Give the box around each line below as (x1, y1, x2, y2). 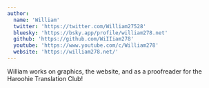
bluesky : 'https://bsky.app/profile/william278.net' (13, 29, 168, 36)
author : (7, 10, 30, 17)
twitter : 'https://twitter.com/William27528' (13, 23, 147, 30)
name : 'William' (13, 16, 60, 23)
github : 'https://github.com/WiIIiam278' (13, 36, 135, 43)
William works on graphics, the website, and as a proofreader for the (7, 67, 202, 76)
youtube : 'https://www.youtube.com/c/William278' (13, 42, 159, 49)
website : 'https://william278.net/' (13, 49, 119, 56)
